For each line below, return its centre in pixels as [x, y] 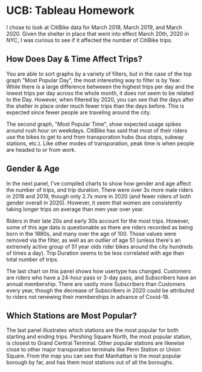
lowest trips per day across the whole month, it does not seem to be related [100, 93]
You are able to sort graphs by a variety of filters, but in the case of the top [99, 74]
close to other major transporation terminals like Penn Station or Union [93, 350]
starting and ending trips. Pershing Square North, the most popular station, [99, 337]
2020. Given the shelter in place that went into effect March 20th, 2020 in [98, 33]
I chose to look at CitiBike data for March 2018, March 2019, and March [94, 27]
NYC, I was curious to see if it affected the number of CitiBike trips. [90, 40]
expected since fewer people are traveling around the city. [79, 112]
